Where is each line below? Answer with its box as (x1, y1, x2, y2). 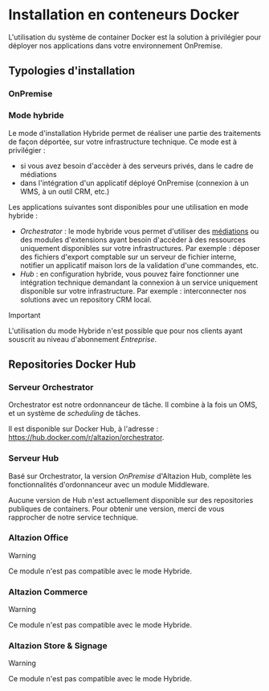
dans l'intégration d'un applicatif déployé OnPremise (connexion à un (19, 178, 249, 187)
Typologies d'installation (8, 64, 136, 78)
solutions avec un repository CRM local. (19, 294, 153, 304)
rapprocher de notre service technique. (8, 512, 139, 522)
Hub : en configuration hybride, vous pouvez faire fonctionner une (19, 269, 239, 278)
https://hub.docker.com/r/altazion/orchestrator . (8, 433, 165, 442)
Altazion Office (8, 533, 69, 544)
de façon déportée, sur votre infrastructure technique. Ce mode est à (8, 137, 238, 146)
